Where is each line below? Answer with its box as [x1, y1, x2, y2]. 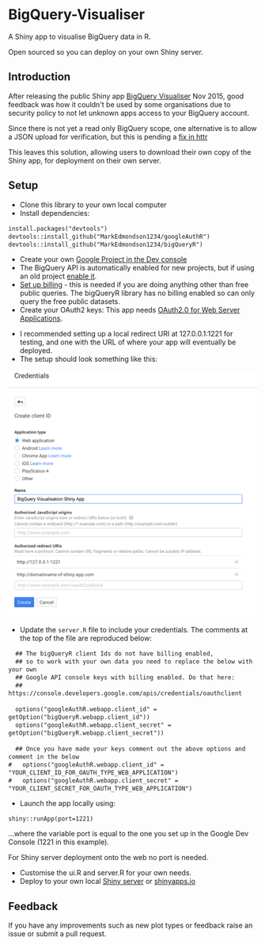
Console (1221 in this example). [8, 837, 109, 847]
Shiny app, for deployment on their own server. [8, 156, 162, 165]
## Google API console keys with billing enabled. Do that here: [15, 674, 236, 682]
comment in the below [8, 753, 80, 761]
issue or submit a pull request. [8, 928, 107, 938]
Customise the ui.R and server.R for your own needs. [19, 868, 192, 878]
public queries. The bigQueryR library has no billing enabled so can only [19, 288, 256, 298]
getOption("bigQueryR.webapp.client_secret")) [8, 729, 165, 737]
